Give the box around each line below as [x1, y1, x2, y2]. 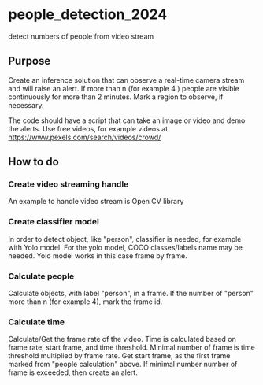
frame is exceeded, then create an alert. [8, 368, 138, 377]
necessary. [8, 100, 45, 109]
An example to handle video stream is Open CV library [8, 197, 184, 206]
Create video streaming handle [8, 179, 129, 190]
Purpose [8, 54, 51, 68]
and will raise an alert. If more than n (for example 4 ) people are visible [8, 83, 240, 93]
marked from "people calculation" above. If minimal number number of [8, 360, 238, 369]
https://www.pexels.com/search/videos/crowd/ [8, 132, 161, 142]
